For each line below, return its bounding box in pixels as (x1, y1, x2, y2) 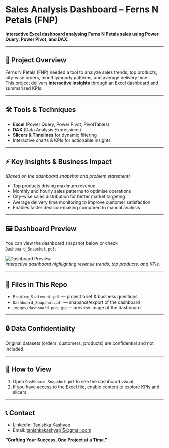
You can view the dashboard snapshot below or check (5, 240, 118, 246)
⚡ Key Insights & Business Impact (5, 157, 112, 166)
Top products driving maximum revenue (12, 183, 96, 189)
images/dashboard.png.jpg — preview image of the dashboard (12, 305, 141, 310)
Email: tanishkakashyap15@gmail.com (12, 427, 92, 433)
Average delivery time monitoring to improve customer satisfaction (12, 199, 151, 205)
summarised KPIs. (5, 85, 43, 91)
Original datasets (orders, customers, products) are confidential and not (5, 340, 154, 346)
